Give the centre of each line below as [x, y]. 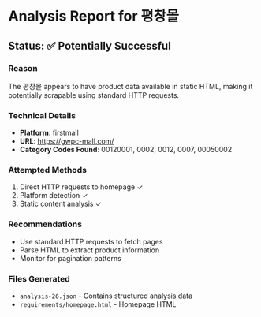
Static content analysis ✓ [61, 204]
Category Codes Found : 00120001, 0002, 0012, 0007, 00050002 [126, 150]
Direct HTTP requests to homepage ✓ [81, 187]
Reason [23, 68]
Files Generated [39, 278]
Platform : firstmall [49, 133]
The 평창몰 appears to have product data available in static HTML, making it [130, 86]
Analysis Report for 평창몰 [94, 16]
